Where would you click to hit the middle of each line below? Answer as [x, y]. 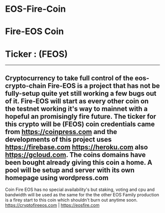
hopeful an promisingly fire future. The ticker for [81, 116]
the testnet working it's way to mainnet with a [77, 109]
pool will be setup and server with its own [70, 170]
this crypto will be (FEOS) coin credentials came [80, 124]
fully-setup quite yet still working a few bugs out [81, 93]
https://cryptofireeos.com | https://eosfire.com [52, 205]
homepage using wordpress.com [57, 178]
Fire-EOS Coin [34, 32]
